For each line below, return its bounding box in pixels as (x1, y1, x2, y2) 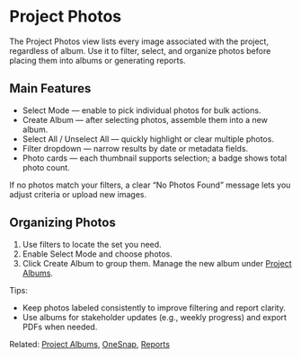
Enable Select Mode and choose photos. (22, 249, 173, 259)
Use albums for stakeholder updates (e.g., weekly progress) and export (22, 311, 288, 322)
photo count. (22, 162, 70, 172)
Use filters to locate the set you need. (22, 239, 162, 249)
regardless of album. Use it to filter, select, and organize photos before (9, 45, 271, 56)
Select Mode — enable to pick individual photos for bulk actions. (22, 105, 261, 116)
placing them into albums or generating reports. (9, 55, 186, 65)
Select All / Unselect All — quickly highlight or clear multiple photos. (22, 133, 274, 144)
